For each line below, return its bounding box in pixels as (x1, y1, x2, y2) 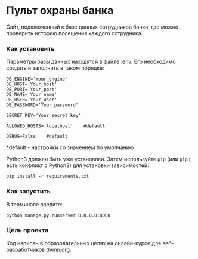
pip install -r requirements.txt (6, 174, 89, 180)
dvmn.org (46, 246, 70, 253)
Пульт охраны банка (6, 4, 114, 17)
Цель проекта (6, 226, 49, 235)
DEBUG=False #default (6, 134, 68, 140)
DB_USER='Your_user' (6, 97, 58, 103)
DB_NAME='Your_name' (6, 92, 58, 98)
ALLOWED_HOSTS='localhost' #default (6, 123, 106, 129)
